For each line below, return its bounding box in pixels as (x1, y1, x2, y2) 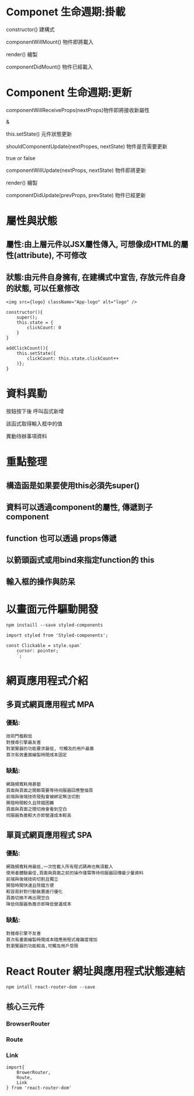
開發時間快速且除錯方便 (6, 882, 54, 889)
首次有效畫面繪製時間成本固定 (6, 752, 67, 758)
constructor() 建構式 (6, 26, 55, 33)
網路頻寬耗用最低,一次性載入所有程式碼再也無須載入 (6, 864, 113, 870)
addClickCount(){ (6, 346, 49, 351)
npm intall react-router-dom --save (6, 984, 95, 990)
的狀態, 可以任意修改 (6, 283, 80, 293)
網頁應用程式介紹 (6, 674, 89, 688)
